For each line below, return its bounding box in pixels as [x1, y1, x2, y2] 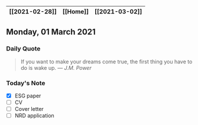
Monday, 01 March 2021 [6, 27, 96, 37]
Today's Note [6, 79, 46, 87]
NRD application [14, 112, 54, 119]
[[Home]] [62, 8, 89, 15]
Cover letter [14, 106, 44, 113]
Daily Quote [6, 45, 41, 53]
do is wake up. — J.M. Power [20, 64, 92, 71]
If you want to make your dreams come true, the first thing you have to [20, 58, 193, 65]
